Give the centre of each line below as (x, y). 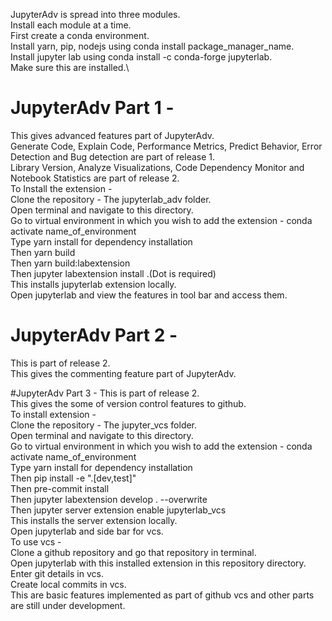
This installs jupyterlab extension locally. (93, 284)
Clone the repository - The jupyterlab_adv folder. (111, 199)
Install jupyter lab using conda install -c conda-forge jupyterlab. (141, 57)
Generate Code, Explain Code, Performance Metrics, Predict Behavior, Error (166, 146)
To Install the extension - (61, 188)
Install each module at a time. (71, 25)
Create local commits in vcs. (68, 584)
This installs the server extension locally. (94, 520)
